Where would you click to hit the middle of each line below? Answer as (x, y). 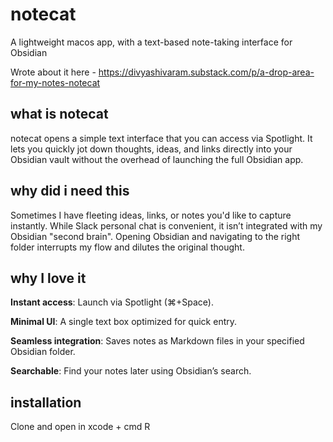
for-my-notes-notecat (55, 82)
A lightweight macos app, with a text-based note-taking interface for (151, 42)
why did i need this (70, 191)
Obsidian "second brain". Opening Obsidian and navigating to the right (155, 236)
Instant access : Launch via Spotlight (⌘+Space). (112, 302)
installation (46, 402)
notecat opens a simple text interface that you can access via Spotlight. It (161, 138)
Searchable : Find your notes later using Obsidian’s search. (131, 371)
